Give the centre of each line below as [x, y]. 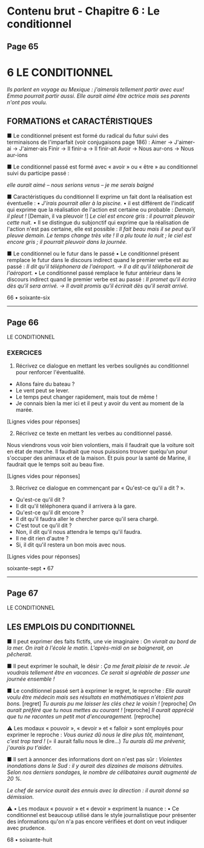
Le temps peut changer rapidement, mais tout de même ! [87, 397]
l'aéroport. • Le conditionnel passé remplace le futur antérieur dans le [94, 273]
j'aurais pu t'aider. [30, 748]
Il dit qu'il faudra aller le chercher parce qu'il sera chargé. [87, 519]
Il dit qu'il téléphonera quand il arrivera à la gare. [76, 506]
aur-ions [17, 155]
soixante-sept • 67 [30, 568]
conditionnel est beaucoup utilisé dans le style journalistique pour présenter [101, 815]
